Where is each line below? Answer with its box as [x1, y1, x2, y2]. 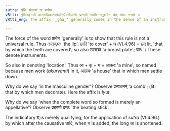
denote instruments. [5, 52, 47, 58]
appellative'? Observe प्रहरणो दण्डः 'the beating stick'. [5, 105, 110, 111]
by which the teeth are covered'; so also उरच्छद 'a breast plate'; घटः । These [5, 47, 161, 53]
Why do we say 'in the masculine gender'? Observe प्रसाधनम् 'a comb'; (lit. [5, 83, 156, 89]
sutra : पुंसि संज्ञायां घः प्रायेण [5, 7, 52, 13]
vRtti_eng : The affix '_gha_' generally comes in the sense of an [5, 17, 148, 22]
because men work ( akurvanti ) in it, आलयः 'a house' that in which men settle [5, 68, 162, 74]
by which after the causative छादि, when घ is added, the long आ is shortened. [5, 120, 163, 126]
